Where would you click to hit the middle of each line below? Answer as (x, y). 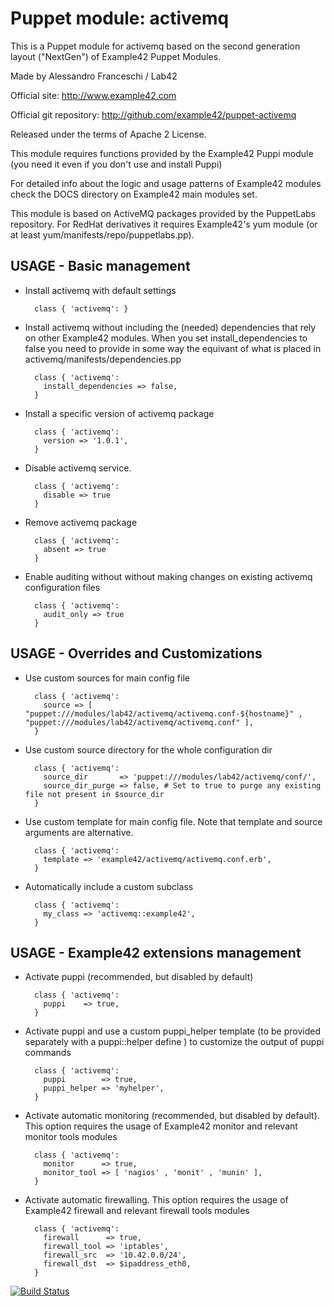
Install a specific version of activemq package (119, 413)
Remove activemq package (81, 522)
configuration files (62, 587)
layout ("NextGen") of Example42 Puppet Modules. (116, 56)
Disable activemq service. (78, 468)
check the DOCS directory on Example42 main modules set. (134, 194)
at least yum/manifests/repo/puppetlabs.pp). (102, 234)
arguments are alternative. (79, 832)
